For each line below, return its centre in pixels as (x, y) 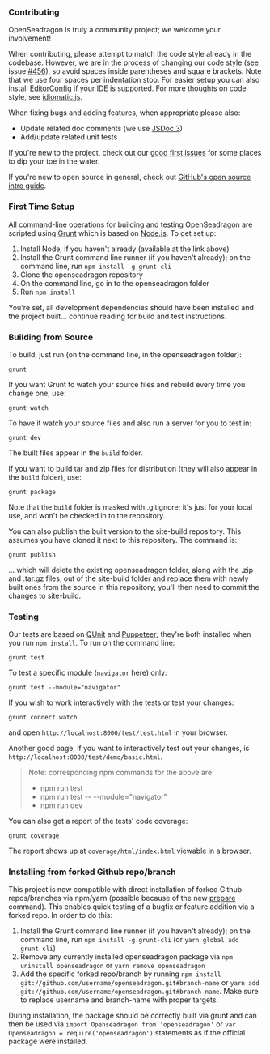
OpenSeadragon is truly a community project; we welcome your (114, 30)
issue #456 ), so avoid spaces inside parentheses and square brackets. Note (135, 71)
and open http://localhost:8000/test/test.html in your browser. (118, 732)
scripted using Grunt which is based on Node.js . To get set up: (112, 233)
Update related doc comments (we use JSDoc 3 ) (101, 129)
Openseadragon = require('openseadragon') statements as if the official (127, 1033)
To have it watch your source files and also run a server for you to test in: (130, 423)
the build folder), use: (45, 477)
